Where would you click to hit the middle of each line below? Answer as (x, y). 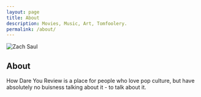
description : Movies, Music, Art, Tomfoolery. (67, 23)
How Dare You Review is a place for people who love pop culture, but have (100, 81)
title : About (23, 18)
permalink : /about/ (31, 29)
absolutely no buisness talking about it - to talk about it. (76, 87)
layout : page (23, 12)
